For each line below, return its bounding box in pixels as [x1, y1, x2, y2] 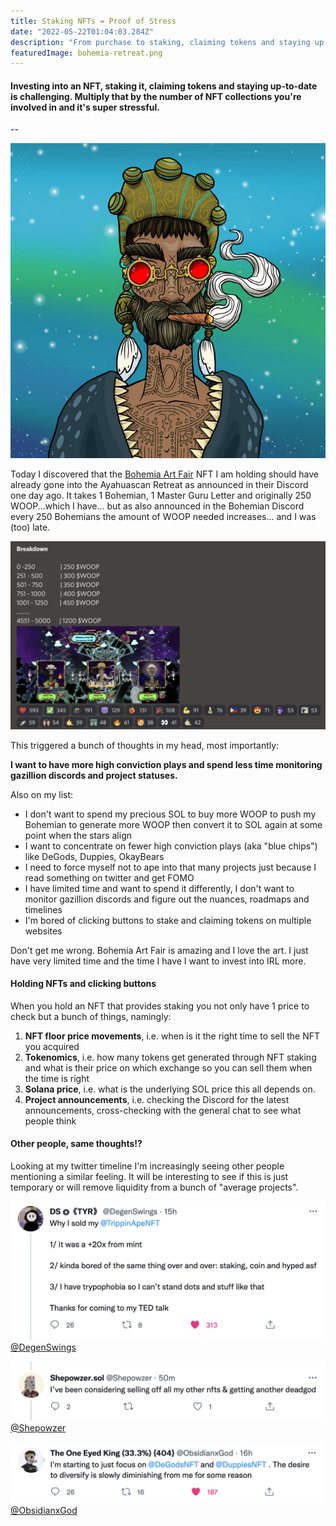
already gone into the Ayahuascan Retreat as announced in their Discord [10, 479, 309, 491]
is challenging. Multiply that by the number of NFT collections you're [10, 90, 302, 102]
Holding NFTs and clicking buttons [10, 978, 157, 990]
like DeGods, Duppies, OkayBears [24, 850, 165, 862]
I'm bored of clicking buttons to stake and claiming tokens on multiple [24, 914, 312, 926]
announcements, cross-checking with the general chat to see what [24, 1104, 302, 1116]
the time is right [24, 1072, 90, 1084]
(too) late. [10, 521, 51, 534]
